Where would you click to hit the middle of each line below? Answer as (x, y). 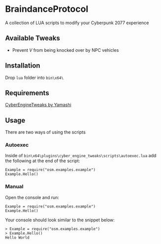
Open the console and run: (32, 197)
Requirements (27, 93)
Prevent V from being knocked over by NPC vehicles (65, 50)
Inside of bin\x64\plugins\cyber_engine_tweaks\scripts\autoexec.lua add (81, 156)
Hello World (17, 238)
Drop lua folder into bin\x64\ (34, 77)
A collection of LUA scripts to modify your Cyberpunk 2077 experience (77, 23)
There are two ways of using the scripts (46, 132)
